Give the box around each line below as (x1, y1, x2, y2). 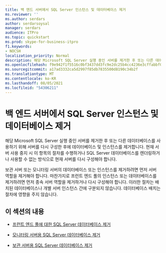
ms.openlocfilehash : (5, 62, 48, 67)
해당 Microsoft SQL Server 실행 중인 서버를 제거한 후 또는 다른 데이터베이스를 (5, 138, 156, 144)
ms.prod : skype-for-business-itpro (5, 40, 79, 44)
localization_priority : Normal (5, 53, 70, 58)
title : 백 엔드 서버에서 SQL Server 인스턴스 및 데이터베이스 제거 (5, 7, 126, 12)
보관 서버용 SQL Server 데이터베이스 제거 (12, 243, 93, 249)
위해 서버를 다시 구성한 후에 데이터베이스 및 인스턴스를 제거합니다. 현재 (18, 144, 154, 150)
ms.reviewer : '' (5, 12, 39, 17)
